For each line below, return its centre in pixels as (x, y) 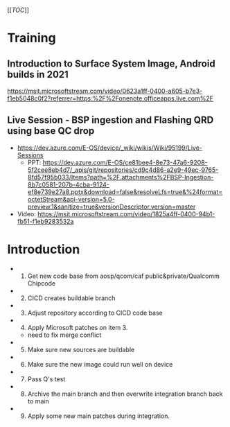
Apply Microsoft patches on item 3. (78, 327)
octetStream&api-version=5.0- (71, 199)
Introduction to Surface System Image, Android (112, 63)
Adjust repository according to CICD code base (95, 313)
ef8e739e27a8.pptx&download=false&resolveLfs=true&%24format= (125, 192)
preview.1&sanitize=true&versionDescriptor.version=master (112, 207)
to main (38, 401)
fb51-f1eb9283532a (45, 221)
